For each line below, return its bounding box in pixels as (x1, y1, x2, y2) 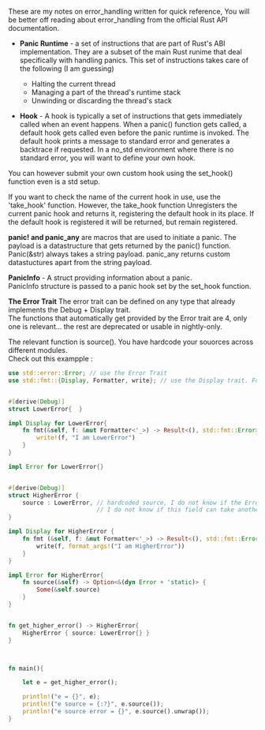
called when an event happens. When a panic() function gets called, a (19, 120, 247, 129)
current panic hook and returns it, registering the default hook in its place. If (8, 209, 255, 218)
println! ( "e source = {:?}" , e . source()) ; (22, 700, 164, 709)
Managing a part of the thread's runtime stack (31, 88, 181, 97)
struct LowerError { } (8, 405, 83, 413)
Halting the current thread (31, 79, 116, 88)
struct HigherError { (8, 491, 80, 500)
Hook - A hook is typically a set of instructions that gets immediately (19, 111, 243, 121)
